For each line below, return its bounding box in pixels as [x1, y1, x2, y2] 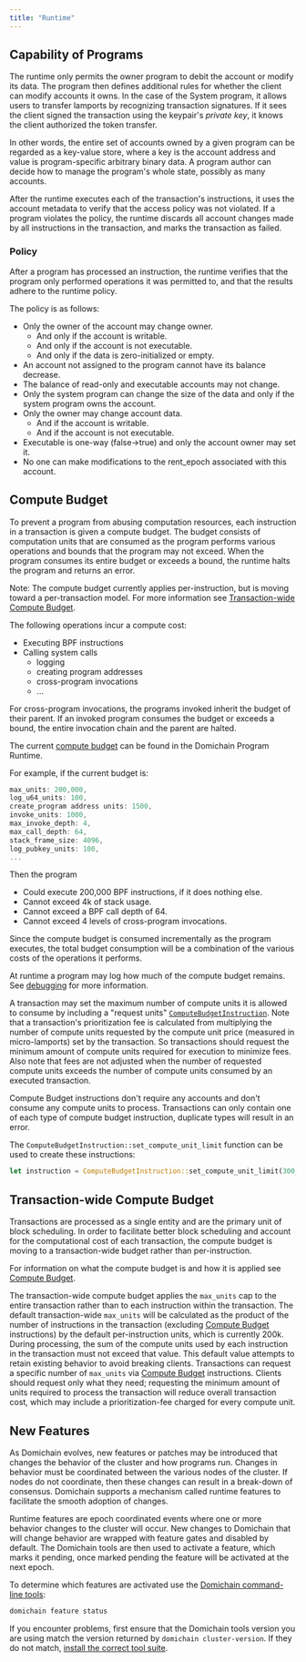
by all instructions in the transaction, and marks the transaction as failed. [9, 222, 282, 233]
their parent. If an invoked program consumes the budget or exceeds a [9, 712, 275, 724]
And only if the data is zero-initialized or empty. [36, 350, 215, 361]
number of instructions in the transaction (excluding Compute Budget [9, 1320, 270, 1331]
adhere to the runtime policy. [9, 285, 117, 296]
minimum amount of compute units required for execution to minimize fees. [9, 1046, 291, 1057]
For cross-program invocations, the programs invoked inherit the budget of [9, 703, 291, 714]
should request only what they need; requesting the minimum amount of [9, 1377, 280, 1389]
